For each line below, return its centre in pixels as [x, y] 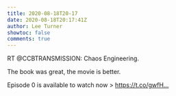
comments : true [29, 39]
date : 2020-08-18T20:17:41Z [47, 20]
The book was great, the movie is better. [64, 72]
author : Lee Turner [35, 26]
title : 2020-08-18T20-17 [42, 13]
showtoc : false [29, 33]
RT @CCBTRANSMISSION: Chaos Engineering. [73, 58]
